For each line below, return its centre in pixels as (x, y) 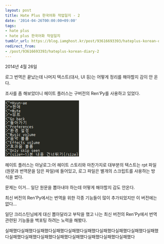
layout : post (18, 10)
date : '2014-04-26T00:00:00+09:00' (41, 20)
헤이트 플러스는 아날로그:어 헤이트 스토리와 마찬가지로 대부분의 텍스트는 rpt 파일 (81, 165)
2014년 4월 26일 (21, 66)
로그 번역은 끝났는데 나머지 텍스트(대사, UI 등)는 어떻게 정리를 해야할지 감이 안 (79, 77)
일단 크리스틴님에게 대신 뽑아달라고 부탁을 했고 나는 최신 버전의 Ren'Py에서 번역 (81, 214)
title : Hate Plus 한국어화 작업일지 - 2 (43, 15)
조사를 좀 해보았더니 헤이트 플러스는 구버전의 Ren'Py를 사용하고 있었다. (73, 93)
